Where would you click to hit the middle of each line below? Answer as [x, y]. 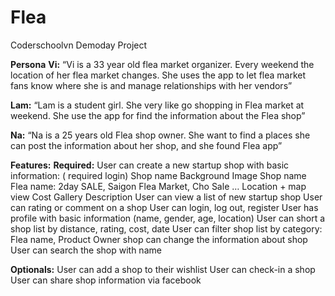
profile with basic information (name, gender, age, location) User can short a [168, 218]
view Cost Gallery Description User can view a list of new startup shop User [166, 197]
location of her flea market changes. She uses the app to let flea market [158, 75]
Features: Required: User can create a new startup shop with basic [150, 165]
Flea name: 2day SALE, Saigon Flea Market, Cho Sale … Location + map [158, 186]
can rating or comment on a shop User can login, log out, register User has [164, 207]
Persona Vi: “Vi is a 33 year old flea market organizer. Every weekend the [162, 64]
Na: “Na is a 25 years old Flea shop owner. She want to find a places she [160, 135]
